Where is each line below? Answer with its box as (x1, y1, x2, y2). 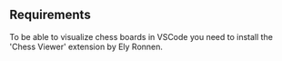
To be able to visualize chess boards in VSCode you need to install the (9, 31, 273, 42)
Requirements (9, 7, 91, 23)
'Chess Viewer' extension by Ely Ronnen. (9, 41, 164, 52)
